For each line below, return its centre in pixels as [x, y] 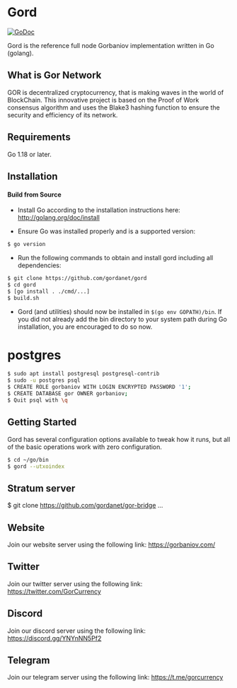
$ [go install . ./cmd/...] [49, 291]
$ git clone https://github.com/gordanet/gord [77, 279]
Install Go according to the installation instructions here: [99, 210]
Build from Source [34, 194]
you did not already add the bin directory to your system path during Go [122, 319]
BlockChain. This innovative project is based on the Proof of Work [103, 100]
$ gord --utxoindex [36, 466]
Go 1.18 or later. [29, 154]
